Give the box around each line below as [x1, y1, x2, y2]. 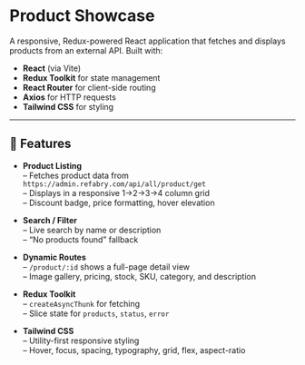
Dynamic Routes [22, 252, 86, 262]
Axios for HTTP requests [22, 92, 116, 103]
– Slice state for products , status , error [22, 308, 170, 319]
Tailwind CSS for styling [22, 101, 114, 112]
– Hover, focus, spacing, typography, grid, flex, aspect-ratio [22, 344, 246, 355]
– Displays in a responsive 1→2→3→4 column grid [22, 187, 211, 198]
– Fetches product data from [22, 170, 129, 181]
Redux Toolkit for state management [22, 72, 161, 83]
